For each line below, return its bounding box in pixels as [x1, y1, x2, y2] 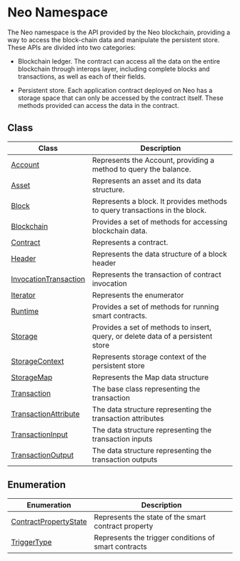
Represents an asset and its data [91, 176, 201, 186]
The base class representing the [91, 384, 201, 394]
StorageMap [11, 372, 53, 382]
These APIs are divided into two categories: [7, 43, 136, 51]
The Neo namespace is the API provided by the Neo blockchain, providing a [7, 28, 231, 36]
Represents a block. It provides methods [91, 196, 227, 206]
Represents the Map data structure [91, 372, 209, 382]
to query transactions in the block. [91, 205, 207, 215]
